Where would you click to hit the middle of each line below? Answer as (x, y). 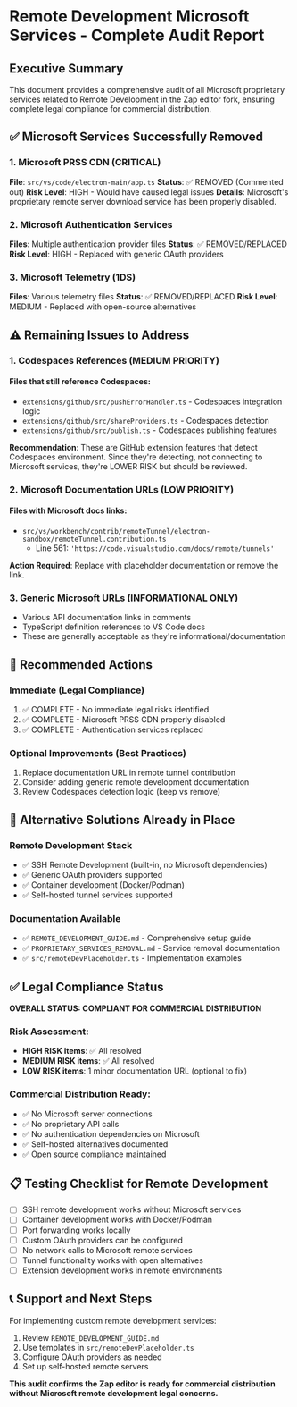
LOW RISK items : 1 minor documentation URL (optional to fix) (135, 1071)
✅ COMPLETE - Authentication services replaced (112, 729)
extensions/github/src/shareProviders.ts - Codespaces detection (146, 420)
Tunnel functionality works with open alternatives (112, 1260)
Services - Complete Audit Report (137, 35)
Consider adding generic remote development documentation (136, 782)
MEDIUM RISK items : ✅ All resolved (88, 1061)
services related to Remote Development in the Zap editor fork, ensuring (142, 99)
